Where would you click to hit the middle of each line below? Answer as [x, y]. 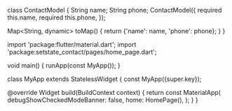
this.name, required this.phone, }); [56, 17]
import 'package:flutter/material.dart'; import [72, 44]
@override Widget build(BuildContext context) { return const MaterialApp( [114, 92]
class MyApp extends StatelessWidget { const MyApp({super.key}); [104, 79]
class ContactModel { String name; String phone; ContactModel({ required [115, 10]
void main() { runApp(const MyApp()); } [64, 65]
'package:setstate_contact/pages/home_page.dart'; [82, 52]
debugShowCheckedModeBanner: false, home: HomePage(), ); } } [103, 100]
